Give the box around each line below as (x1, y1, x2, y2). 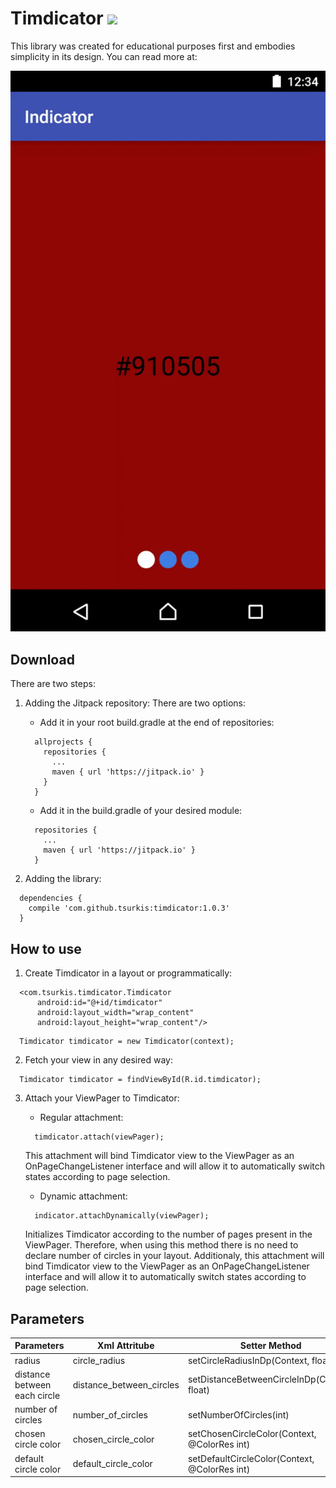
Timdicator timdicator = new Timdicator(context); (19, 1037, 235, 1047)
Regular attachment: (39, 1112, 124, 1124)
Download (10, 651, 75, 668)
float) (187, 1384, 210, 1396)
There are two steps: (10, 678, 96, 690)
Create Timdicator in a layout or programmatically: (24, 967, 233, 979)
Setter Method (239, 1340, 302, 1352)
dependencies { (19, 893, 83, 904)
